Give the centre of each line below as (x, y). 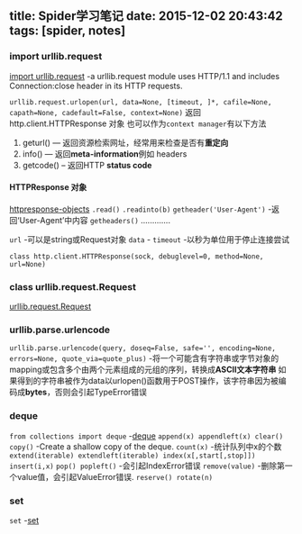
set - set (24, 520)
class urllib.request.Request (73, 286)
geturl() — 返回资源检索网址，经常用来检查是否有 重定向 (125, 142)
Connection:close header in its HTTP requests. (96, 86)
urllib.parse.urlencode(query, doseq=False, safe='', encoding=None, (143, 348)
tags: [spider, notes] (68, 31)
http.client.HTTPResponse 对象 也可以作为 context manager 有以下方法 (138, 123)
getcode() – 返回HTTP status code (87, 165)
